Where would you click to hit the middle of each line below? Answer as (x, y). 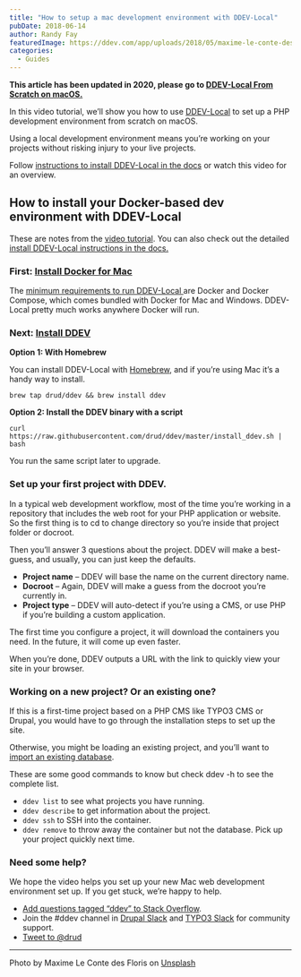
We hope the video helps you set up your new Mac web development (137, 882)
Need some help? (48, 862)
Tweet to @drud (52, 938)
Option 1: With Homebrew (58, 352)
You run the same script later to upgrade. (85, 461)
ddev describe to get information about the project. (116, 810)
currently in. (44, 596)
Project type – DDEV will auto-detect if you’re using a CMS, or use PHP (154, 604)
